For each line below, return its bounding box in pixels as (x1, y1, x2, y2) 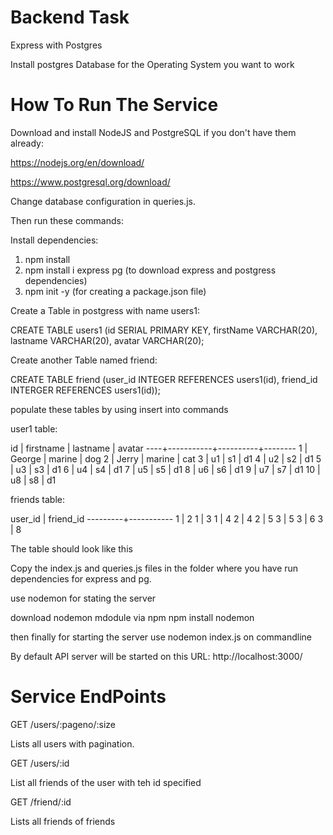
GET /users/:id (10, 757, 70, 769)
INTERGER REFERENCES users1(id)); (10, 384, 161, 396)
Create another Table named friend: (10, 354, 158, 366)
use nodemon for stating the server (10, 592, 157, 604)
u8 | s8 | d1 (10, 474, 57, 486)
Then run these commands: (10, 214, 125, 226)
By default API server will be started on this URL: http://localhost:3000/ (10, 650, 303, 662)
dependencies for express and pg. (10, 572, 152, 585)
